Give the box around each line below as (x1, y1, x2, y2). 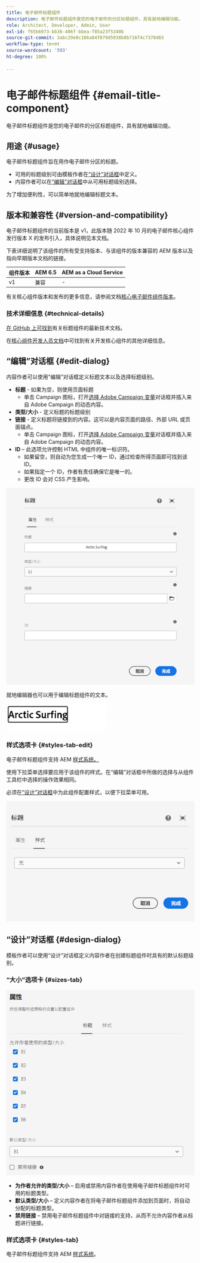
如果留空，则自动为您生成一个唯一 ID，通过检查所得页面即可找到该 (23, 453, 188, 460)
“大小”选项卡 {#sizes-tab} (6, 975, 83, 984)
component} (6, 102, 70, 115)
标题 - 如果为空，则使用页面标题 (14, 386, 94, 393)
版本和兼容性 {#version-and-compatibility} (6, 210, 168, 220)
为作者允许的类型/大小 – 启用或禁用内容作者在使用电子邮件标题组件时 (14, 1182, 185, 1189)
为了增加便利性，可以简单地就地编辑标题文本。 (6, 191, 121, 198)
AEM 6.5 (35, 269, 57, 276)
